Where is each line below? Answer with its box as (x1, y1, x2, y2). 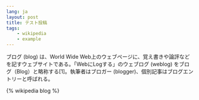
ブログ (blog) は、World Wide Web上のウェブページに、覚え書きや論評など (6, 53, 190, 60)
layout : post (6, 14, 39, 20)
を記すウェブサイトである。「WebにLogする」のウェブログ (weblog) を (6, 60, 179, 67)
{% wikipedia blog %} (6, 87, 60, 94)
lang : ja (6, 8, 28, 15)
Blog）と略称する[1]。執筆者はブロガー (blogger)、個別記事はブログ (16, 68, 184, 75)
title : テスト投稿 (6, 20, 48, 25)
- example (17, 36, 42, 42)
